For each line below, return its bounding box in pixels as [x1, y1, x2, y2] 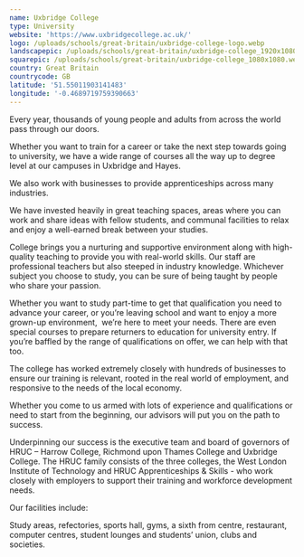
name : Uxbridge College [9, 13, 100, 23]
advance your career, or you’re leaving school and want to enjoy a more [9, 307, 278, 317]
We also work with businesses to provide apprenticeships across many [9, 177, 274, 188]
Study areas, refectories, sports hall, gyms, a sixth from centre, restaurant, [9, 519, 288, 530]
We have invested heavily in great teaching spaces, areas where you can [9, 204, 281, 215]
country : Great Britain [9, 64, 100, 73]
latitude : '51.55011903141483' [9, 80, 128, 90]
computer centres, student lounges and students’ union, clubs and [9, 529, 258, 540]
